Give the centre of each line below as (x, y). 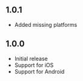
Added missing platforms (46, 24)
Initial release (31, 58)
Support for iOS (34, 65)
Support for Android (39, 71)
